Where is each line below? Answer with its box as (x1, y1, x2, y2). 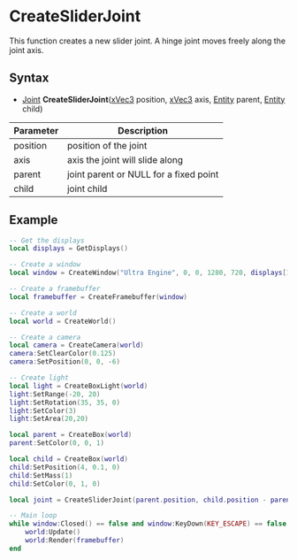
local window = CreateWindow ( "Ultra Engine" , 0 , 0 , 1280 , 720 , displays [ (9, 268, 287, 278)
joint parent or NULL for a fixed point (66, 168, 219, 180)
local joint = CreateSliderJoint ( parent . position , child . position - (9, 495, 267, 504)
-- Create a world (9, 308, 77, 318)
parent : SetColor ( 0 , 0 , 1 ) (9, 439, 104, 448)
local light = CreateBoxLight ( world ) (9, 381, 148, 390)
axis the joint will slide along (66, 153, 184, 165)
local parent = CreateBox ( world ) (9, 431, 133, 440)
